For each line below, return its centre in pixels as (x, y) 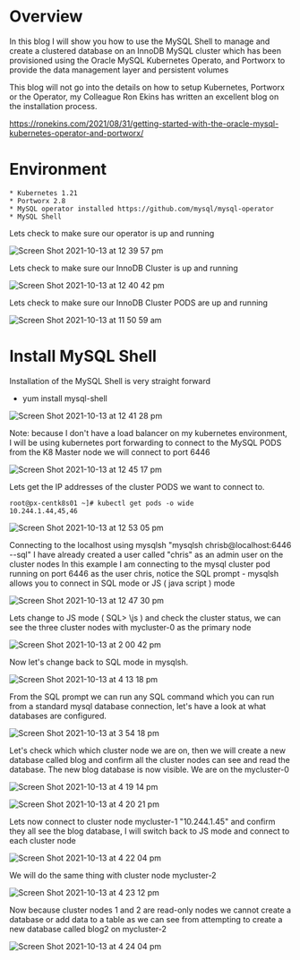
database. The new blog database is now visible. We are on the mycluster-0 (149, 769)
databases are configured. (58, 716)
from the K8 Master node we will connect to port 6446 (110, 452)
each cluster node (43, 840)
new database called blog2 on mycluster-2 (88, 929)
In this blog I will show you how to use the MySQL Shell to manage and (140, 41)
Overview (46, 17)
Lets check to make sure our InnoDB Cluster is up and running (124, 268)
